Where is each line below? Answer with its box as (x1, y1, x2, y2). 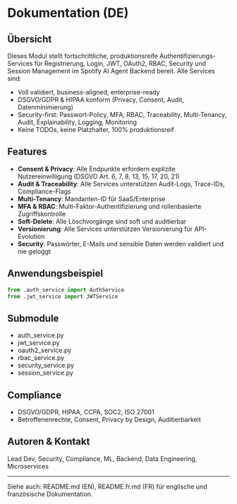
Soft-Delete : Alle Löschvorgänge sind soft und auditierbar (17, 217, 187, 225)
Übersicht (7, 33, 52, 45)
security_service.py (17, 361, 75, 370)
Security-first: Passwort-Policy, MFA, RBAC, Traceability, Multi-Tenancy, (17, 111, 227, 119)
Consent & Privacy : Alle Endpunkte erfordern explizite (17, 164, 176, 173)
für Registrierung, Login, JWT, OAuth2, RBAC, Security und (34, 59, 207, 68)
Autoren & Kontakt (7, 436, 90, 448)
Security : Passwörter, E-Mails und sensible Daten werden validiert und (17, 239, 224, 248)
